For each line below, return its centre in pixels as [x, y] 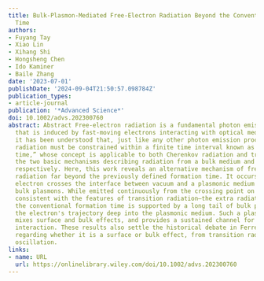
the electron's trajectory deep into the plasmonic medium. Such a [128, 213]
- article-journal [38, 103]
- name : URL [27, 257]
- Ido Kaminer [31, 67]
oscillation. [37, 242]
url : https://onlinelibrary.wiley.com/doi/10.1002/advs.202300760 [126, 264]
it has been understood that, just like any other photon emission [128, 140]
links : [19, 250]
